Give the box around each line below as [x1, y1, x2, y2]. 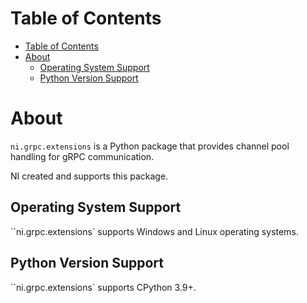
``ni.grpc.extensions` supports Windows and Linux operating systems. [10, 225, 299, 237]
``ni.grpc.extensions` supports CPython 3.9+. [10, 281, 197, 293]
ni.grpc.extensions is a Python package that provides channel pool [10, 140, 290, 152]
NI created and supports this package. [10, 170, 169, 182]
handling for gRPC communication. [10, 150, 155, 162]
